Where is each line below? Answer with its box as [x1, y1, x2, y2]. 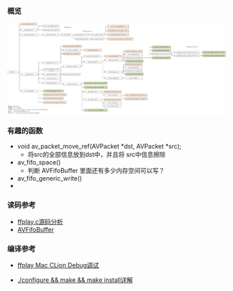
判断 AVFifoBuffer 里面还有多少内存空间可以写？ [27, 167, 165, 175]
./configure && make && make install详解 [17, 276, 133, 284]
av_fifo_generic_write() [17, 174, 83, 183]
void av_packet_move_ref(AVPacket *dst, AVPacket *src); [17, 142, 182, 151]
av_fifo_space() [17, 158, 61, 167]
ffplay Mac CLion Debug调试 [17, 261, 99, 269]
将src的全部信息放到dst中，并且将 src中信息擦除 [27, 151, 166, 159]
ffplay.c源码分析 [17, 217, 64, 226]
